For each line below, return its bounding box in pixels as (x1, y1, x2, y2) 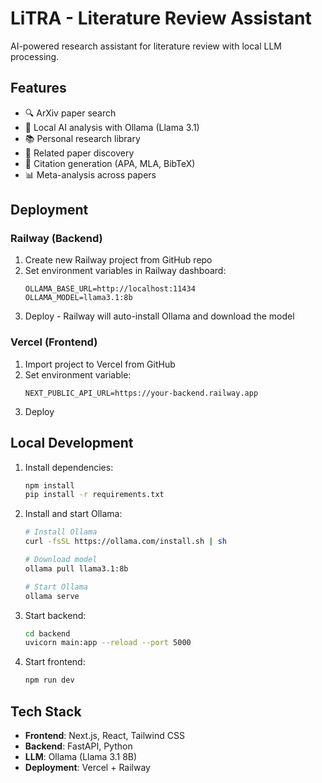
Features (10, 80, 67, 97)
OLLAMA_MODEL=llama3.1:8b (24, 293, 133, 303)
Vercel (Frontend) (10, 335, 98, 349)
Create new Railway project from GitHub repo (24, 254, 213, 266)
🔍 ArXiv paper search (24, 107, 117, 119)
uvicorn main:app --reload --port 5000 (24, 638, 192, 648)
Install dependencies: (24, 461, 114, 473)
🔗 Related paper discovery (24, 147, 135, 159)
